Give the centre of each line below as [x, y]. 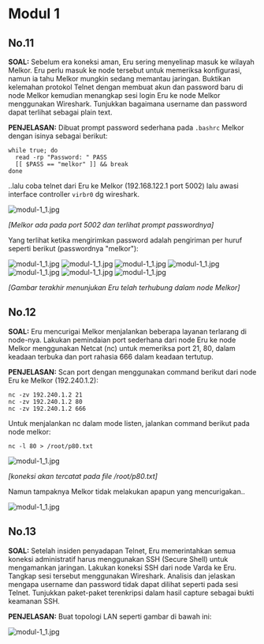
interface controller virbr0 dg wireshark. [74, 194]
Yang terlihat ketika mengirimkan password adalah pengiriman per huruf [125, 240]
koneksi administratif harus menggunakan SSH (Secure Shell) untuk [118, 559]
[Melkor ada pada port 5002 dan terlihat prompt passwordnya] [111, 225]
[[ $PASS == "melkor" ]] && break [72, 164]
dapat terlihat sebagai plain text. [60, 112]
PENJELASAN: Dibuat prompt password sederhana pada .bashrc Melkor [126, 128]
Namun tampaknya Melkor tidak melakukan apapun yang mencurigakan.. [127, 491]
